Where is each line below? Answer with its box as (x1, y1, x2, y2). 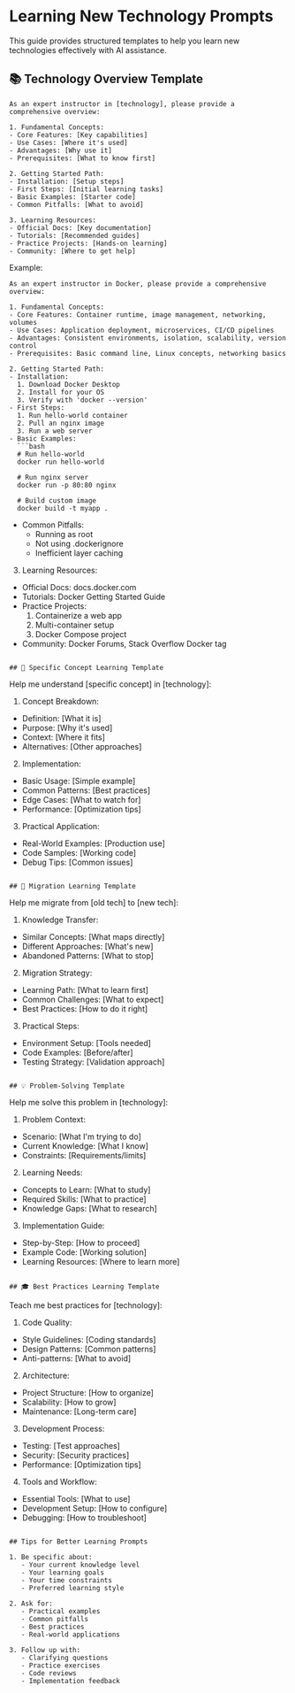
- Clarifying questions (20, 1653, 109, 1662)
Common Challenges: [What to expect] (21, 994, 164, 1004)
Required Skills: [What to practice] (21, 1193, 147, 1204)
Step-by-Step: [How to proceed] (21, 1237, 140, 1248)
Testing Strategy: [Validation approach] (21, 1056, 165, 1067)
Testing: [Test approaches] (21, 1440, 121, 1451)
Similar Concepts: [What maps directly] (21, 931, 165, 942)
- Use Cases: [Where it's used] (9, 138, 128, 147)
